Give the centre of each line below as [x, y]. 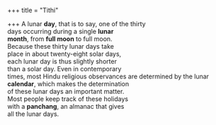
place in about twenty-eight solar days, [64, 54]
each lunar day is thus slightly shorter [62, 61]
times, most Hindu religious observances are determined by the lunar [108, 76]
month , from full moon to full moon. [60, 39]
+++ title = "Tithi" [33, 10]
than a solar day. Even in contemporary [64, 69]
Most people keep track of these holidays [68, 99]
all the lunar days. [33, 114]
